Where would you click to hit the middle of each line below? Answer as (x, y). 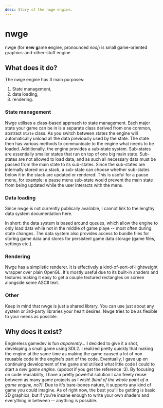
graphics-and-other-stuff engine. (38, 52)
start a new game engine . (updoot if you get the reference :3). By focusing (80, 369)
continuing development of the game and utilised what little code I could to (80, 364)
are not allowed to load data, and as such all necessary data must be (87, 159)
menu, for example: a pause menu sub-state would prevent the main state (79, 180)
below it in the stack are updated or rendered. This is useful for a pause (77, 174)
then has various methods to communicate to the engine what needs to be (80, 143)
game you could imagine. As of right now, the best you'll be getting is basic (80, 390)
